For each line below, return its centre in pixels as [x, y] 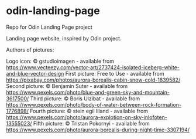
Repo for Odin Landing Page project [49, 27]
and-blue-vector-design [35, 73]
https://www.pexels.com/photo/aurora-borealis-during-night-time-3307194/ [98, 130]
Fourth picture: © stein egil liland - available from [89, 111]
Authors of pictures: [30, 50]
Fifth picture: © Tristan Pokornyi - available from [92, 123]
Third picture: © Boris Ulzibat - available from [85, 99]
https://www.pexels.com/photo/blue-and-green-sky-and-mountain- [88, 92]
